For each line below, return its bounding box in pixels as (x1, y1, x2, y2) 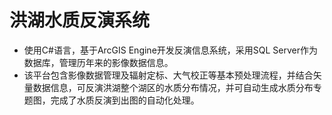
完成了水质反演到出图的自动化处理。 (50, 94, 200, 106)
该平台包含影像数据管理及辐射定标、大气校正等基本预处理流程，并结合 (23, 69, 314, 81)
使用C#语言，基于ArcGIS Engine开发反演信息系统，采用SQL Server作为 (23, 44, 319, 56)
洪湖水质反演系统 (9, 9, 151, 32)
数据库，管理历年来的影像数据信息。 (23, 56, 174, 68)
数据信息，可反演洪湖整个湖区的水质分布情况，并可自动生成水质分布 (32, 81, 314, 93)
